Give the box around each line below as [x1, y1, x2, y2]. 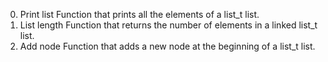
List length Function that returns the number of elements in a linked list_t [19, 19, 318, 31]
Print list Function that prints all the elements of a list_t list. [19, 9, 260, 20]
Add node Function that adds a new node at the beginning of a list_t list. [19, 40, 316, 52]
